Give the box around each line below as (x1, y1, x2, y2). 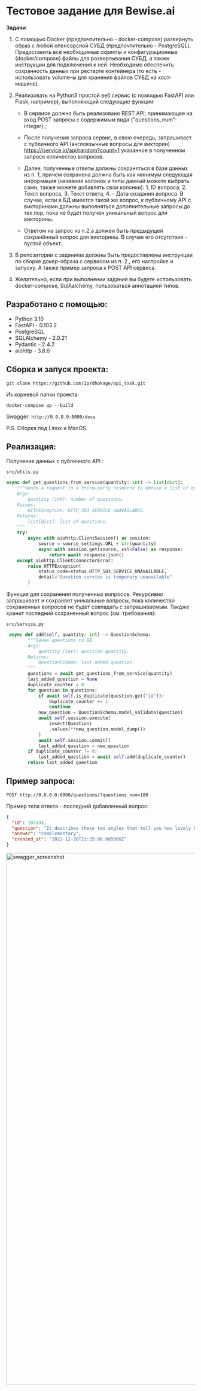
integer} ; (23, 122, 47, 129)
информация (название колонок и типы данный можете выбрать (23, 177, 190, 184)
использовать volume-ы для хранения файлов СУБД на (14, 74, 157, 81)
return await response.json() (48, 552, 124, 558)
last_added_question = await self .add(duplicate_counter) (38, 754, 186, 760)
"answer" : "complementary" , (11, 830, 82, 837)
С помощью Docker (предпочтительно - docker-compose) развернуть (14, 35, 194, 42)
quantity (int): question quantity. (38, 648, 130, 655)
